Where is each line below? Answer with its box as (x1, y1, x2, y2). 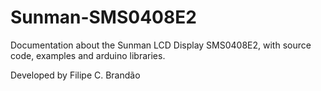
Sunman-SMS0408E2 (10, 6, 197, 29)
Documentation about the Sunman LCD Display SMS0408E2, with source (10, 39, 312, 51)
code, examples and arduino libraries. (10, 49, 166, 61)
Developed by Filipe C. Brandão (10, 69, 141, 81)
